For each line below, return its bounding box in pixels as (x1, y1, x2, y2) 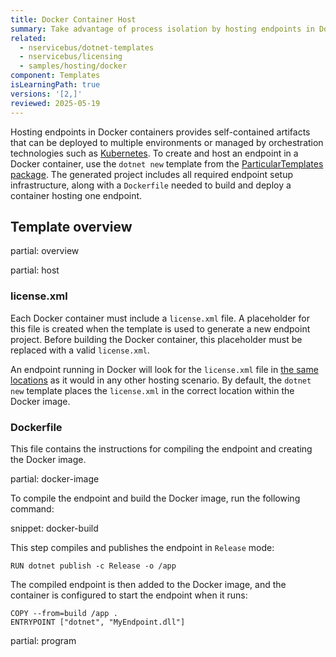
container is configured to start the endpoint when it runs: (10, 589, 248, 601)
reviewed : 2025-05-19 (10, 98, 101, 108)
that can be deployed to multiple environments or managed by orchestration (10, 136, 324, 148)
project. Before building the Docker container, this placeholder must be (10, 333, 303, 345)
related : (10, 33, 47, 43)
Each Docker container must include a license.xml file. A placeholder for (10, 312, 310, 324)
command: (10, 502, 55, 515)
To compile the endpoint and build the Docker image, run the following (10, 492, 301, 504)
